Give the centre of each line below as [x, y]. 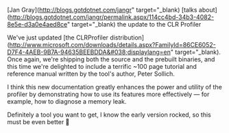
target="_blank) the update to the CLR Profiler [136, 24]
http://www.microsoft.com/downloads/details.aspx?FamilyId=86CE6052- [112, 45]
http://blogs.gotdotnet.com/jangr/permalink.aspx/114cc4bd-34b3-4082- [112, 17]
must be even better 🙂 [38, 122]
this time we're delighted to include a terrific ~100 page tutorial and [102, 66]
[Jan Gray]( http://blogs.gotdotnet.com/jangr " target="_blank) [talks [102, 10]
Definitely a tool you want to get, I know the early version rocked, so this [109, 115]
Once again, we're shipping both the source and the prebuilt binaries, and [111, 59]
